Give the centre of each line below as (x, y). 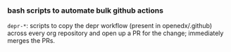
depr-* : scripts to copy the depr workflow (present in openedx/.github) (110, 26)
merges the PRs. (31, 41)
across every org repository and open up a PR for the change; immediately (115, 33)
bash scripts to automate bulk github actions (86, 11)
